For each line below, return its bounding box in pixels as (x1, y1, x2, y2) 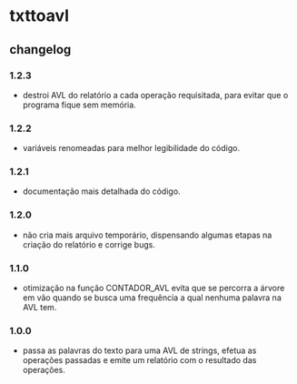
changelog (9, 42, 72, 57)
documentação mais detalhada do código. (22, 186, 181, 197)
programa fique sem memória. (22, 99, 136, 110)
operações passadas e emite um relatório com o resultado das (22, 355, 257, 366)
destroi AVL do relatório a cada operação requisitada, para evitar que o (22, 89, 289, 100)
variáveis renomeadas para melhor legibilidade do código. (22, 143, 241, 154)
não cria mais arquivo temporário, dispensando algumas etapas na (22, 229, 272, 240)
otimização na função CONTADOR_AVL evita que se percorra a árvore (22, 283, 285, 294)
